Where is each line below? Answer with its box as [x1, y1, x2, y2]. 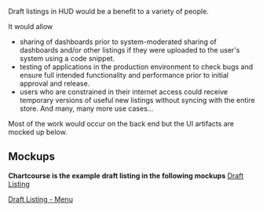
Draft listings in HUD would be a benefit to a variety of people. [8, 7, 210, 16]
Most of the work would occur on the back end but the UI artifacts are [8, 119, 234, 128]
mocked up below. [8, 127, 68, 137]
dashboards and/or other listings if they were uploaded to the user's [19, 46, 240, 54]
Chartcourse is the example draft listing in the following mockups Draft [8, 170, 244, 180]
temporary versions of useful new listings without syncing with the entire [19, 96, 255, 104]
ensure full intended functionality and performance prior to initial [19, 71, 229, 79]
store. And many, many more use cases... [19, 104, 154, 113]
